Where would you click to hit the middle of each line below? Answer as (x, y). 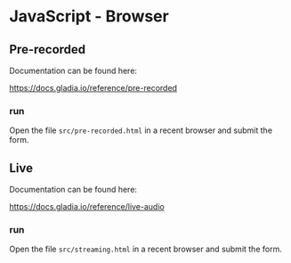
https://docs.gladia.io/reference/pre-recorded (93, 88)
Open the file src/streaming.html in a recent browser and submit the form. (145, 249)
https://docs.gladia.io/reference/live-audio (87, 207)
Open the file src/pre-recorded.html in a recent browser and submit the (141, 130)
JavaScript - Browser (89, 16)
